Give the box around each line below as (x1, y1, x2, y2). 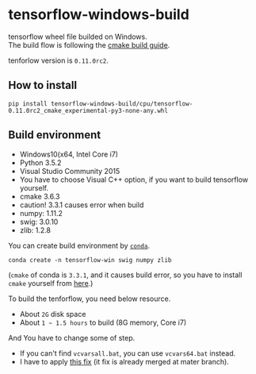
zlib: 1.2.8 (19, 225, 52, 235)
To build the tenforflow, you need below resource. (8, 294, 171, 303)
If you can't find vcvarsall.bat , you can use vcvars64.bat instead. (19, 348, 236, 358)
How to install (8, 79, 78, 92)
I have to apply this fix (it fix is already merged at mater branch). (19, 357, 230, 366)
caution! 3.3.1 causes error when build (19, 200, 144, 210)
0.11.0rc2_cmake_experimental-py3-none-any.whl (8, 106, 169, 114)
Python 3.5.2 (19, 157, 62, 168)
